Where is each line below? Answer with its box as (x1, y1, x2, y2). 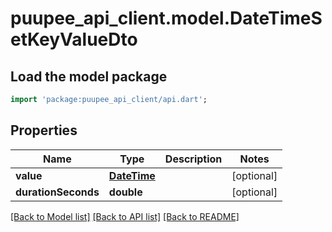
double (108, 185, 143, 199)
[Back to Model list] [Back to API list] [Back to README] (10, 210, 240, 222)
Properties (10, 122, 78, 139)
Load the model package (10, 68, 168, 85)
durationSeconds (15, 185, 100, 199)
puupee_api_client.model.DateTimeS (10, 7, 323, 30)
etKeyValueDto (10, 28, 138, 51)
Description (164, 152, 223, 166)
